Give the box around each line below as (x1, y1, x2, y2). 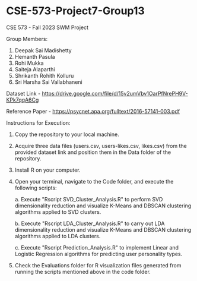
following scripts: (14, 184, 58, 191)
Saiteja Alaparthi (14, 65, 55, 72)
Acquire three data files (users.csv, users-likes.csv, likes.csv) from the (14, 142, 187, 149)
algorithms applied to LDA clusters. (14, 232, 101, 239)
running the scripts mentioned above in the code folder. (14, 268, 151, 275)
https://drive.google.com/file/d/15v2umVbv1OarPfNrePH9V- (42, 90, 188, 97)
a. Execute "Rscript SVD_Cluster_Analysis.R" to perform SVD (14, 195, 163, 203)
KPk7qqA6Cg (6, 96, 39, 103)
